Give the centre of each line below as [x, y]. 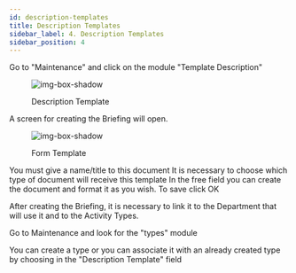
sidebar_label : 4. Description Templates [87, 34]
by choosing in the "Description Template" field [96, 260]
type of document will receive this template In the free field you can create [145, 180]
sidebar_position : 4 [47, 42]
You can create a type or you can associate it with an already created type [145, 250]
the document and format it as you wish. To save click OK [114, 189]
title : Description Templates [65, 26]
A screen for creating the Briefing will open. [89, 119]
